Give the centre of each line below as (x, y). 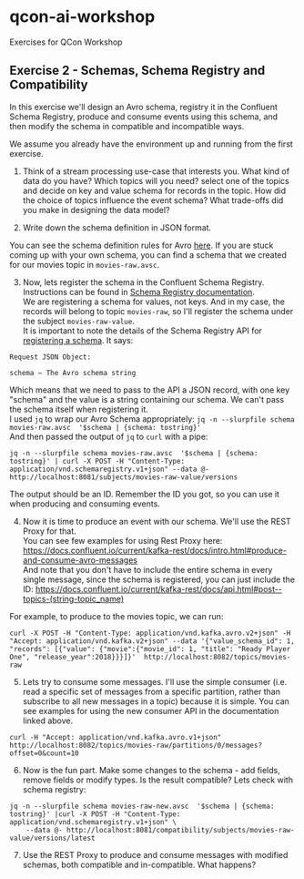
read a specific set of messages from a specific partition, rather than (151, 691)
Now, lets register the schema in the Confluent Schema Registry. (143, 282)
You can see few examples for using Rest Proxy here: (122, 540)
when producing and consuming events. (85, 504)
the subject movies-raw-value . (78, 321)
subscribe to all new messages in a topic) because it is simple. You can (156, 701)
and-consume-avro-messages (80, 560)
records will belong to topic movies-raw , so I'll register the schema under (158, 311)
